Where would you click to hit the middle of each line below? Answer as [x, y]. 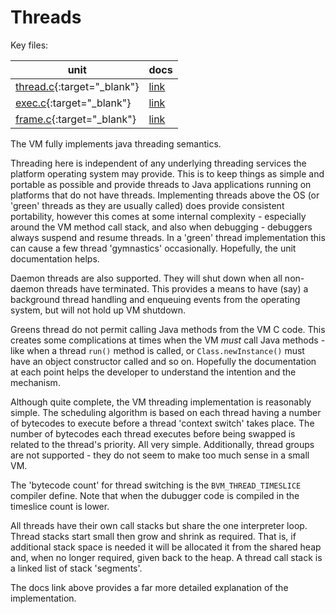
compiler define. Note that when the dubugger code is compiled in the [155, 495]
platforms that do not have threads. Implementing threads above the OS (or [165, 195]
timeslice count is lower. [60, 506]
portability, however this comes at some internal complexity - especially [158, 216]
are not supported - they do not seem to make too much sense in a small [160, 455]
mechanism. [35, 382]
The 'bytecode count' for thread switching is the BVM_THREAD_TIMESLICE [156, 485]
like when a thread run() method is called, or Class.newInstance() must [157, 350]
